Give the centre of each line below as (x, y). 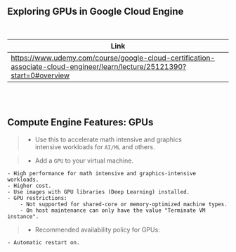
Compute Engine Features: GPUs (80, 122)
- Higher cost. (29, 186)
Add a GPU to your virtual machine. (84, 160)
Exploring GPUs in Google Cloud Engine (96, 12)
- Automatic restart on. (44, 242)
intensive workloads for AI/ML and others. (95, 146)
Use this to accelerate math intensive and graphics (109, 139)
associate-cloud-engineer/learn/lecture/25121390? (99, 66)
